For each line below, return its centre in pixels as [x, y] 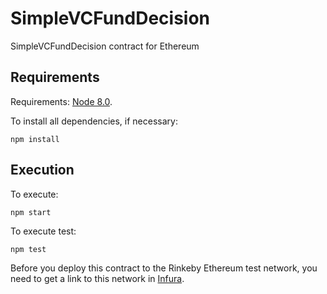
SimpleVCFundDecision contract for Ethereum [105, 46]
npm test [28, 249]
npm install [35, 139]
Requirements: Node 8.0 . [61, 101]
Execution [42, 170]
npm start [31, 212]
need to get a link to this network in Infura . [97, 278]
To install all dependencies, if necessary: [94, 121]
